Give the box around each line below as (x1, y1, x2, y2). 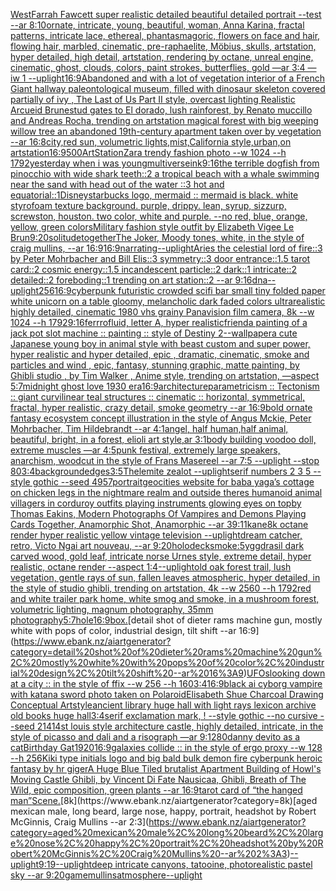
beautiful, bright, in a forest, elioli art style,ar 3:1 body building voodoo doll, (10, 434, 317, 445)
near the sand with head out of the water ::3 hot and (10, 179, 225, 190)
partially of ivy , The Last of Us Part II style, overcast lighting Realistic (10, 94, 296, 105)
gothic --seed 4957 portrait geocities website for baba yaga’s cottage (32, 476, 315, 488)
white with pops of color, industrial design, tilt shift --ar (10, 625, 237, 636)
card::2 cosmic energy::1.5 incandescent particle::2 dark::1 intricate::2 (10, 264, 298, 275)
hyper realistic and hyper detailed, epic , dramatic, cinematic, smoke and (10, 349, 310, 360)
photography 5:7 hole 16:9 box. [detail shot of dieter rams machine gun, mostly (10, 614, 323, 626)
